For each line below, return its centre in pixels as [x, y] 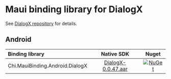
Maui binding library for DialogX [74, 9]
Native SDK [115, 54]
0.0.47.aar [115, 69]
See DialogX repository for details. [41, 23]
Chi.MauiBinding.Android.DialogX [48, 66]
